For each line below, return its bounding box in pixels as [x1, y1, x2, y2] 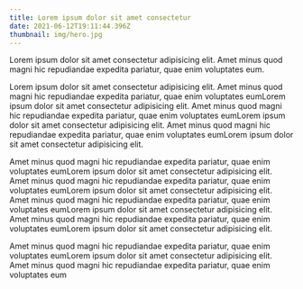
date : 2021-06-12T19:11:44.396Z [9, 22, 131, 31]
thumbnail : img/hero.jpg [9, 30, 103, 39]
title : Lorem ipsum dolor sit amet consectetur [9, 13, 192, 23]
